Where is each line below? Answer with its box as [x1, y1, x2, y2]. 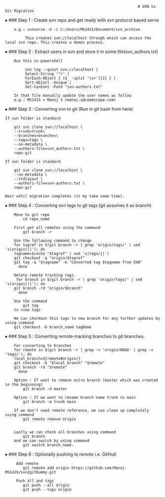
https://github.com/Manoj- [71, 465, 127, 470]
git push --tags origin [23, 487, 72, 492]
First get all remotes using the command [14, 225, 100, 230]
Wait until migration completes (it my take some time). [5, 194, 125, 199]
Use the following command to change [14, 238, 92, 243]
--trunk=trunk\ [14, 129, 45, 134]
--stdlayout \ [14, 176, 43, 181]
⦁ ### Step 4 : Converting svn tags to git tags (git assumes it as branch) [5, 203, 152, 208]
